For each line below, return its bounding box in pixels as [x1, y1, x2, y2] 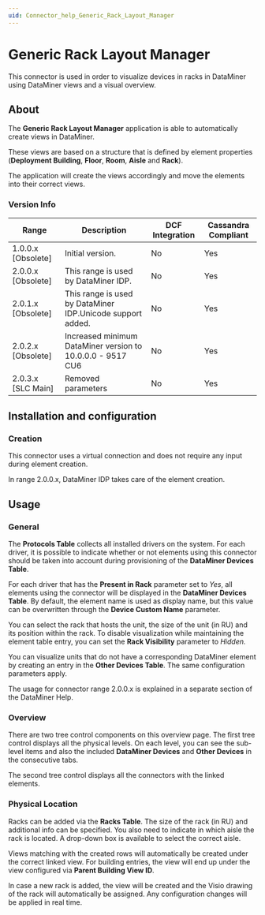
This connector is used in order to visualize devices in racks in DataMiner [8, 72, 246, 81]
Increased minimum [64, 331, 138, 342]
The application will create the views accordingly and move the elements [8, 171, 245, 181]
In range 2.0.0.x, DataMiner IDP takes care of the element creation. [8, 475, 226, 484]
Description [81, 224, 127, 235]
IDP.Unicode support [64, 308, 142, 319]
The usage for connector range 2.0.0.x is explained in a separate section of [8, 684, 252, 694]
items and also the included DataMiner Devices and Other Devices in [24, 747, 252, 756]
